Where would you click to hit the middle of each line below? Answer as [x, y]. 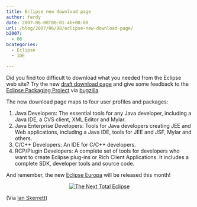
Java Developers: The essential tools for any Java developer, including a [103, 113]
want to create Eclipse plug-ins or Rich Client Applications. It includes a [102, 157]
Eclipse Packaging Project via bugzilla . [53, 90]
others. [23, 138]
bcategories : [22, 45]
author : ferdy [24, 17]
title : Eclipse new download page [49, 12]
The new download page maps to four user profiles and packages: [87, 102]
